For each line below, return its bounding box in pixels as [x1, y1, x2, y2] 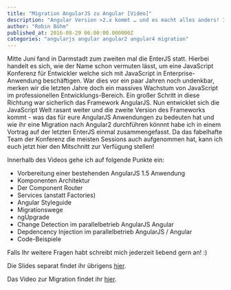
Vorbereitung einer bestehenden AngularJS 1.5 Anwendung [16, 169, 186, 178]
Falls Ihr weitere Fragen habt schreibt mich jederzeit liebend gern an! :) [7, 249, 208, 257]
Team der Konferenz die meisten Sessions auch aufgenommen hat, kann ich [7, 135, 223, 143]
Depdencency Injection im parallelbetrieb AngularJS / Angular [16, 228, 192, 236]
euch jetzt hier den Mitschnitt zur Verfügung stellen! [7, 143, 155, 151]
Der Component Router [16, 184, 83, 192]
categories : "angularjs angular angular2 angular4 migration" [7, 36, 189, 43]
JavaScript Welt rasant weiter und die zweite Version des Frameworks [7, 106, 206, 114]
